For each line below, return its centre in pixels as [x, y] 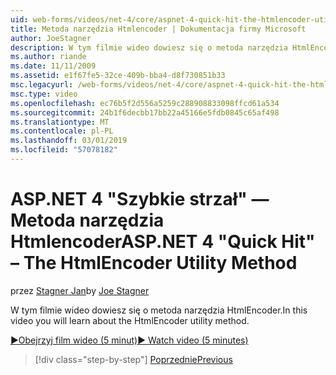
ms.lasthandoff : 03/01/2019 [69, 141]
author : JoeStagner [51, 38]
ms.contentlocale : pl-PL [62, 131]
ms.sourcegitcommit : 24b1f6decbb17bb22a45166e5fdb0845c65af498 [145, 112]
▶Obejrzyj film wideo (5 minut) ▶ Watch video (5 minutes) [129, 340]
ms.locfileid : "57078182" [64, 150]
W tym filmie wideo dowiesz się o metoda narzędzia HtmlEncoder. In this [159, 310]
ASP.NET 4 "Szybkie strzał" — [140, 199]
